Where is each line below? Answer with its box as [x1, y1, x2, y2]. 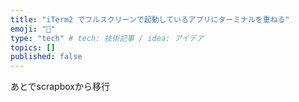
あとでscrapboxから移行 [10, 81, 110, 93]
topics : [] [10, 42, 56, 53]
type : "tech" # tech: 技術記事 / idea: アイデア [10, 33, 205, 43]
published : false [10, 52, 83, 62]
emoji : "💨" [10, 24, 56, 34]
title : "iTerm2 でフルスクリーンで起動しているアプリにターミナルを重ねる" [10, 14, 290, 25]
